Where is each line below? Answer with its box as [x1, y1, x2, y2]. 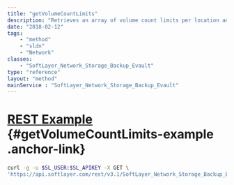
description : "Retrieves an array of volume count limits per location [7, 17, 219, 24]
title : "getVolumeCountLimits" [7, 10, 98, 17]
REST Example [7, 112, 93, 128]
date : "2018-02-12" [7, 23, 64, 30]
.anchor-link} [7, 141, 86, 157]
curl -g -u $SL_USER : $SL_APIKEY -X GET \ [7, 165, 130, 172]
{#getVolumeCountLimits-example [7, 126, 214, 142]
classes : [7, 56, 33, 63]
